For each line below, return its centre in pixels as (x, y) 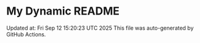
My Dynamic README (63, 11)
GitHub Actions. (26, 34)
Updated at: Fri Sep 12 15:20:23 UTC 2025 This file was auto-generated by (100, 28)
